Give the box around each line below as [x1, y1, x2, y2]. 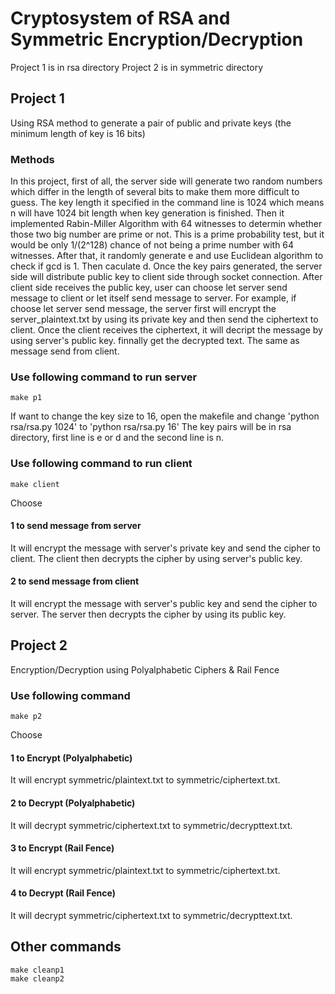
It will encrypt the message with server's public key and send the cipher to [10, 598, 318, 610]
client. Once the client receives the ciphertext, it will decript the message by [10, 324, 323, 336]
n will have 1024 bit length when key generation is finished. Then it [10, 207, 285, 219]
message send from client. [10, 345, 120, 357]
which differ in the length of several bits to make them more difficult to [10, 186, 300, 198]
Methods [10, 152, 55, 166]
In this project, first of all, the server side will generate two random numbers [10, 175, 323, 187]
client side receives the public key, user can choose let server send [10, 282, 288, 294]
